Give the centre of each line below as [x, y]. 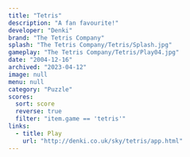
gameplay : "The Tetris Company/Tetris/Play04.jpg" [94, 52]
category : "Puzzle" [41, 89]
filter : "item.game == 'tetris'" [71, 119]
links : [19, 126]
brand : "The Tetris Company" [56, 38]
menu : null [26, 82]
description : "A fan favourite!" [64, 23]
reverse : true [39, 112]
